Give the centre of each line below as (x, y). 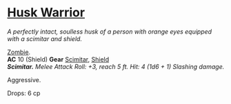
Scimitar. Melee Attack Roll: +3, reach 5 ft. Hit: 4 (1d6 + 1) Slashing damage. (116, 66)
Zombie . (19, 52)
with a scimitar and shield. (45, 38)
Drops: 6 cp (24, 93)
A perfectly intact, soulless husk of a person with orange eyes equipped (110, 31)
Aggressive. (24, 79)
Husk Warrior (46, 13)
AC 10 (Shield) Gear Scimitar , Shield (58, 59)
